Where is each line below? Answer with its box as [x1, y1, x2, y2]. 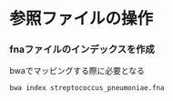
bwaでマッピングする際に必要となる [9, 66, 146, 76]
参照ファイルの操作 [9, 8, 154, 29]
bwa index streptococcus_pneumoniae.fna [9, 84, 166, 93]
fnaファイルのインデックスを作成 [9, 43, 155, 56]
